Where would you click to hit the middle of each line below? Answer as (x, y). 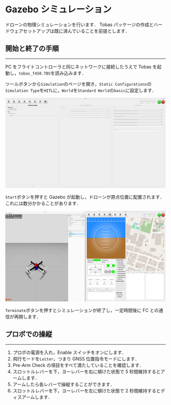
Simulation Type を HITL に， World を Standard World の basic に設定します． (81, 90)
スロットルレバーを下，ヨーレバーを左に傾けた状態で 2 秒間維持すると (87, 391)
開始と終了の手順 (32, 49)
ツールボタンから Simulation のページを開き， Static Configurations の (78, 84)
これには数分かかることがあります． (43, 203)
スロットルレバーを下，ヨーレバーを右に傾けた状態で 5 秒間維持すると (87, 371)
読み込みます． (71, 73)
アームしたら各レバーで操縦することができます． (64, 384)
